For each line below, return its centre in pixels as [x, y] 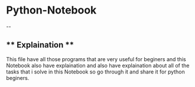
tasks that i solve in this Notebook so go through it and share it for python [95, 72]
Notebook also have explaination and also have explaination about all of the [98, 65]
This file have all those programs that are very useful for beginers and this [96, 59]
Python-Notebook [51, 10]
